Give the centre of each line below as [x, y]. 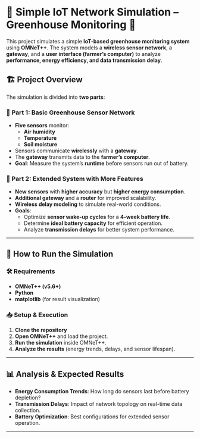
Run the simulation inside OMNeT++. [61, 343]
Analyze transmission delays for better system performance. [99, 230]
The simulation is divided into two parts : [56, 97]
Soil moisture [40, 145]
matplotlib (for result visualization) [57, 299]
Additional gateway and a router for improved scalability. [85, 198]
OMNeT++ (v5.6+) [38, 287]
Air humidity [39, 132]
